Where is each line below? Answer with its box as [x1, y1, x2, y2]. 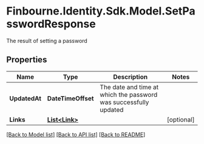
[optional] [166, 115, 195, 123]
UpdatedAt [9, 94, 41, 102]
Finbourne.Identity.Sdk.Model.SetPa [6, 4, 195, 18]
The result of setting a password [6, 37, 88, 44]
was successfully [100, 98, 149, 106]
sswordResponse [6, 17, 96, 31]
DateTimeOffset [47, 94, 94, 102]
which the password [100, 90, 158, 99]
